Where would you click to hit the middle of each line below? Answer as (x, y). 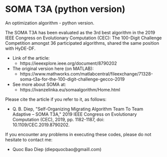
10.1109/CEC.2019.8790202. (41, 125)
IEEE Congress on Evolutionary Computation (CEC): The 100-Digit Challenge (83, 38)
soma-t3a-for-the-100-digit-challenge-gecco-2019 (72, 79)
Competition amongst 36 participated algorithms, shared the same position (82, 43)
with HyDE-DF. (20, 48)
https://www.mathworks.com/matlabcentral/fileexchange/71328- (86, 74)
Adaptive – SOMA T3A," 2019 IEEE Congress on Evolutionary (75, 114)
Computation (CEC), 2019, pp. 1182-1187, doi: (58, 119)
